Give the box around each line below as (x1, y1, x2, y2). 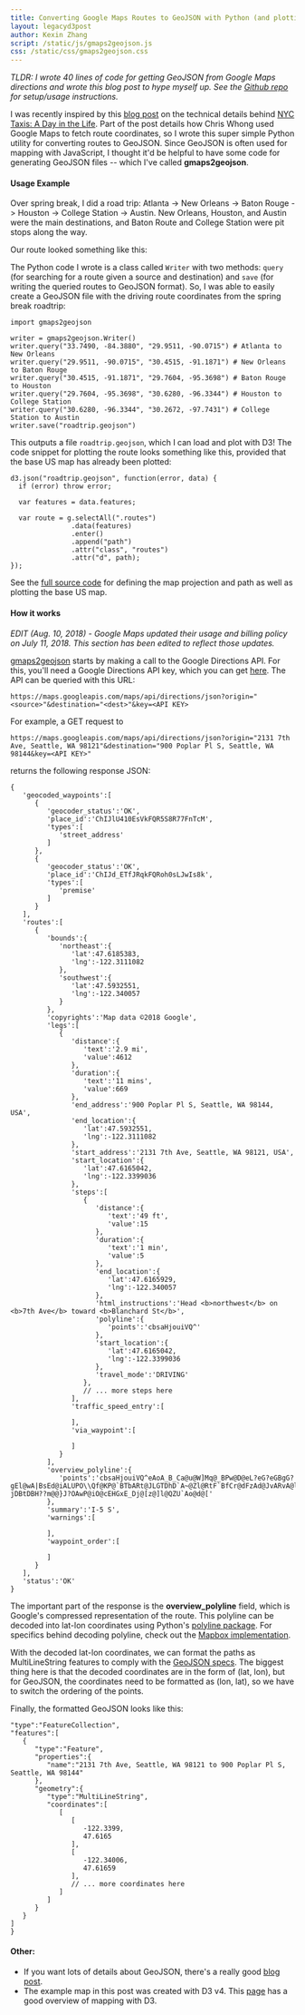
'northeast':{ (58, 941, 112, 951)
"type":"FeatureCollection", (10, 1720, 120, 1729)
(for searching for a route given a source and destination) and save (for (10, 271, 274, 282)
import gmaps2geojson (10, 318, 92, 328)
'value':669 (82, 1084, 129, 1093)
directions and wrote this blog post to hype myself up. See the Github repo (10, 82, 289, 93)
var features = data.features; (18, 498, 137, 507)
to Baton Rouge (10, 366, 68, 375)
